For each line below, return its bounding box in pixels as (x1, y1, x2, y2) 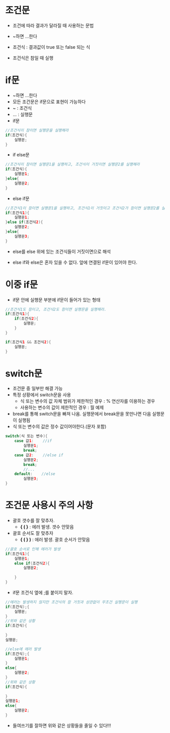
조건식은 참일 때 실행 (12, 54, 54, 61)
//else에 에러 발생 (5, 646, 41, 652)
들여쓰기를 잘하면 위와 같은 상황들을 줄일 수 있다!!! (12, 722, 111, 728)
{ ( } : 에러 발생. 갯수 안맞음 (20, 524, 74, 530)
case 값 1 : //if (14, 438, 52, 443)
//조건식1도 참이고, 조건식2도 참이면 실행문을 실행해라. (5, 307, 107, 312)
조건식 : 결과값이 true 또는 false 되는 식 (12, 44, 91, 50)
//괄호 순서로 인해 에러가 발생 (5, 547, 61, 552)
